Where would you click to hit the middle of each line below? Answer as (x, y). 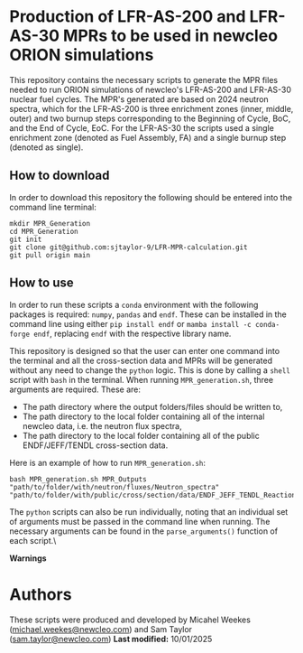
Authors (41, 594)
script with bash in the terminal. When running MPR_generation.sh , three (141, 379)
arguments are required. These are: (75, 389)
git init (26, 239)
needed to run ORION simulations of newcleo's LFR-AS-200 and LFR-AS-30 (150, 89)
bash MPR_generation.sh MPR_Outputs (78, 479)
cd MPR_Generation (44, 231)
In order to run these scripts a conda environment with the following (134, 304)
